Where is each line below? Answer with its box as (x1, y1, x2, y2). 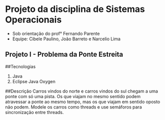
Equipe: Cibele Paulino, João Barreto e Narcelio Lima (12, 36, 121, 42)
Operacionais (5, 14, 62, 25)
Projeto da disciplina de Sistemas (5, 3, 145, 15)
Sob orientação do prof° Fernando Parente (12, 30, 100, 36)
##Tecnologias (5, 63, 36, 69)
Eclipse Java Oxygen (12, 78, 56, 84)
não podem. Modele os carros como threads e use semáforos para (5, 104, 142, 110)
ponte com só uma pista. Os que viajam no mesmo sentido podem (5, 93, 141, 99)
